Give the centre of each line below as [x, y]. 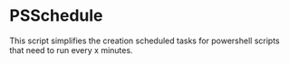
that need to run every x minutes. [71, 50]
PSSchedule [56, 16]
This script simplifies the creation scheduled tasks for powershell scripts [145, 41]
